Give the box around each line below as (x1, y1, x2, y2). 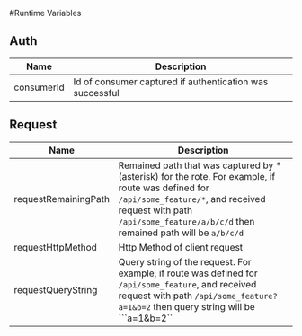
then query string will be (152, 300, 256, 313)
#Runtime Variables (9, 8, 82, 18)
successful (73, 86, 120, 99)
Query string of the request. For (118, 255, 252, 268)
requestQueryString (13, 283, 98, 296)
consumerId (13, 81, 65, 93)
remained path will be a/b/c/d (118, 226, 244, 239)
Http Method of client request (118, 241, 244, 253)
